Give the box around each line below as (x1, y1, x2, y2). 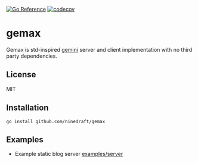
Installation (6, 103, 49, 113)
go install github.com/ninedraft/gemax (6, 118, 106, 124)
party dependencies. (6, 52, 58, 59)
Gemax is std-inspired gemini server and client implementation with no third (6, 46, 193, 53)
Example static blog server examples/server (14, 151, 123, 158)
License (6, 70, 36, 80)
